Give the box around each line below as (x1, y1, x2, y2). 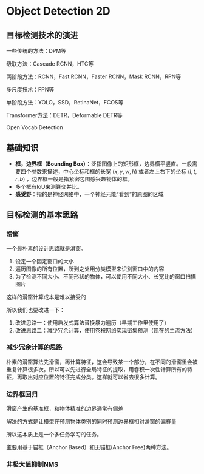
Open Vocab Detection (6, 124, 64, 131)
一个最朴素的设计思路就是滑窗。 (6, 245, 86, 252)
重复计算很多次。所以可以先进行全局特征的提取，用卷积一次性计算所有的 (6, 365, 187, 373)
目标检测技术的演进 (6, 30, 78, 40)
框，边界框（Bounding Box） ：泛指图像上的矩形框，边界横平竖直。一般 (15, 160, 192, 168)
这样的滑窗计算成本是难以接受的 (6, 293, 86, 300)
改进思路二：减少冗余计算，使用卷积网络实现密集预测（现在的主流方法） (15, 327, 196, 334)
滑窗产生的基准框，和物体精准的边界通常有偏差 (6, 405, 123, 412)
